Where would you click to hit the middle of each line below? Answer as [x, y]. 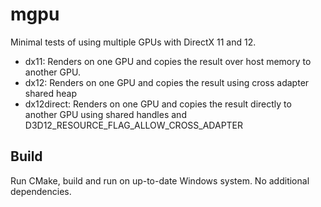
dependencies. [41, 191]
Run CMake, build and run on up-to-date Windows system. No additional [160, 180]
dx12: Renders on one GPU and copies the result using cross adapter [167, 82]
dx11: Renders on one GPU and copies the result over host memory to [168, 61]
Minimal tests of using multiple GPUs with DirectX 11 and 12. [133, 42]
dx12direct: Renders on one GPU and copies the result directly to [158, 104]
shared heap [51, 93]
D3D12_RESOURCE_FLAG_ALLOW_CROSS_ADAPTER [134, 125]
